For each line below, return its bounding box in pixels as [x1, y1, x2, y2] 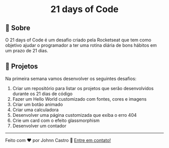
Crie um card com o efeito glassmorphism [12, 117, 100, 123]
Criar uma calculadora [12, 107, 59, 113]
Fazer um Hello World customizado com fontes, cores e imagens [12, 96, 147, 102]
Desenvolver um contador [12, 122, 66, 129]
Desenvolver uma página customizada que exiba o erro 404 [12, 112, 137, 118]
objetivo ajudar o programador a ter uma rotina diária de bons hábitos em [5, 42, 157, 48]
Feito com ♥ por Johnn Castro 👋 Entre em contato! [5, 137, 111, 143]
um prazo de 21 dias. [5, 48, 49, 53]
